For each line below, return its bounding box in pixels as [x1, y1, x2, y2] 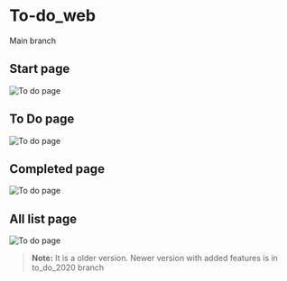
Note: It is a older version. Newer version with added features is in [31, 253, 278, 264]
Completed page [9, 161, 106, 177]
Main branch [9, 35, 57, 46]
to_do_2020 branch [31, 262, 105, 273]
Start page [9, 61, 70, 77]
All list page [9, 211, 78, 226]
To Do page [9, 112, 75, 127]
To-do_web [9, 5, 97, 26]
